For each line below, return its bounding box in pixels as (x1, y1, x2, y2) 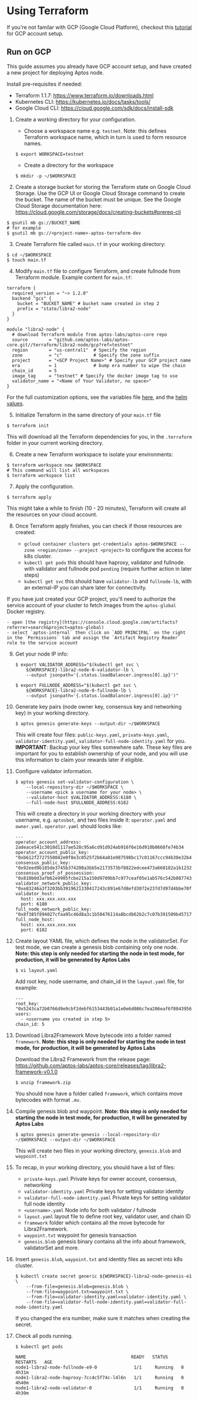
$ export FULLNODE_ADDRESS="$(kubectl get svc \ (15, 682, 137, 688)
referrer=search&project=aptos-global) (6, 624, 105, 630)
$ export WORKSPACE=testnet (15, 151, 84, 157)
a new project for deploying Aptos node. (6, 69, 105, 76)
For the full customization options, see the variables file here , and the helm (6, 394, 187, 401)
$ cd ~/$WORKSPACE (6, 252, 52, 258)
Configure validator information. (15, 767, 93, 774)
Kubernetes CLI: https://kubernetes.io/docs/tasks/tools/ (15, 98, 150, 105)
